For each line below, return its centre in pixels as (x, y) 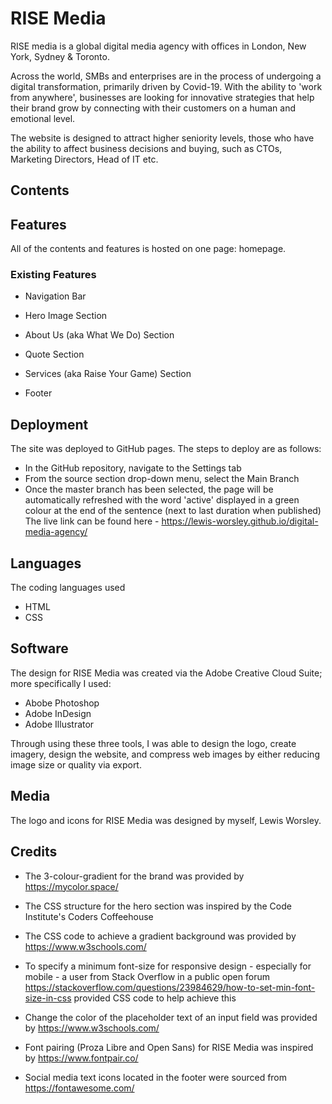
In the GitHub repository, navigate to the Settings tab (133, 468)
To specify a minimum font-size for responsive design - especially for (168, 966)
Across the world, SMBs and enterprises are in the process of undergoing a (166, 76)
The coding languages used (68, 588)
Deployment (49, 424)
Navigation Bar (55, 296)
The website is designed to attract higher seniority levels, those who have (162, 138)
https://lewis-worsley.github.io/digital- (240, 521)
